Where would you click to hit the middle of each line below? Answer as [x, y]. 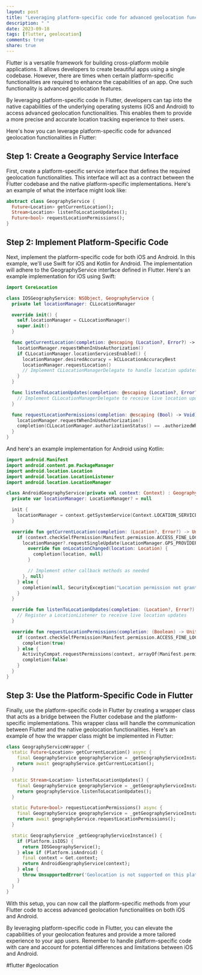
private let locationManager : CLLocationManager [74, 304]
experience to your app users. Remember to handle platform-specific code [99, 941]
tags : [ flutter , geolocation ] [44, 34]
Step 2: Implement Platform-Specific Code [87, 242]
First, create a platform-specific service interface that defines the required [98, 171]
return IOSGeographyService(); [61, 847]
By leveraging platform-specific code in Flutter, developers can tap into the [99, 100]
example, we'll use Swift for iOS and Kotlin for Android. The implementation [99, 263]
